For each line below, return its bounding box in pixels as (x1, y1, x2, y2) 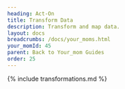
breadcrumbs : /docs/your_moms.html (7, 36, 111, 43)
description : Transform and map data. (7, 23, 120, 30)
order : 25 (7, 56, 36, 63)
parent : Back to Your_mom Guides (7, 49, 105, 56)
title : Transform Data (7, 17, 73, 24)
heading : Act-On (7, 10, 54, 17)
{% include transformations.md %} (7, 74, 108, 83)
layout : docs (7, 29, 45, 37)
